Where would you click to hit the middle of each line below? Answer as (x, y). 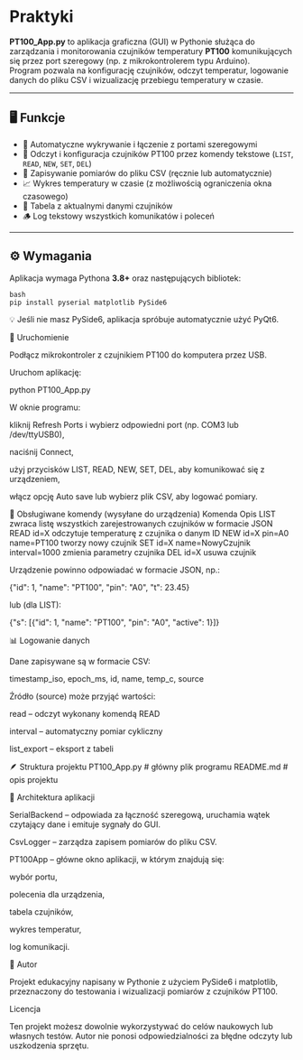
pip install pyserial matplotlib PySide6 (88, 302)
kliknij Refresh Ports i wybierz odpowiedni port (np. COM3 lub (124, 424)
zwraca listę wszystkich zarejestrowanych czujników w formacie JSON (141, 523)
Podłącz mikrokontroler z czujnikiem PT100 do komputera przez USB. (138, 355)
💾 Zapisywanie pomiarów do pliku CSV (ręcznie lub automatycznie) (147, 172)
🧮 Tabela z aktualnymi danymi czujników (97, 206)
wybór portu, (33, 877)
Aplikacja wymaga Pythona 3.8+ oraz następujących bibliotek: (125, 278)
